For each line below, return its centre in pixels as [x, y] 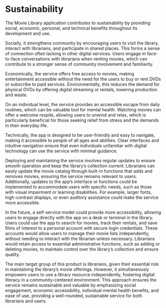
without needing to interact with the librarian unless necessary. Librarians [80, 239]
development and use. [28, 33]
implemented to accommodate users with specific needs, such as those [79, 186]
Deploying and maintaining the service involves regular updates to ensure [80, 160]
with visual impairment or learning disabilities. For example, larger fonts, [79, 192]
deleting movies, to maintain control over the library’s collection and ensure [82, 249]
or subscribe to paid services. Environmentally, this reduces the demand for [83, 84]
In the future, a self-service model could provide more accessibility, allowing [83, 212]
